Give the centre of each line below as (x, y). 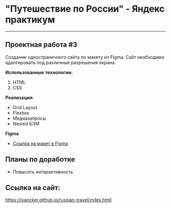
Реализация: (20, 97)
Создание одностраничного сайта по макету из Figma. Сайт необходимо (85, 57)
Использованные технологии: (39, 72)
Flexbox (21, 113)
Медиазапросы (29, 118)
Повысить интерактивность (43, 172)
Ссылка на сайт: (33, 187)
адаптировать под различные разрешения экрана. (61, 62)
